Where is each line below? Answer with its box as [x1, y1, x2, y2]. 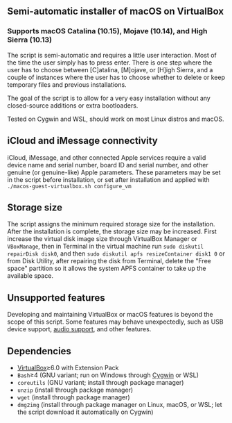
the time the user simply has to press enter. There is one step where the [7, 58, 213, 67]
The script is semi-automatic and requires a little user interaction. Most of [7, 51, 217, 59]
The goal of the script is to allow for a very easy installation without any [7, 94, 211, 102]
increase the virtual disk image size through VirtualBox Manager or [7, 235, 197, 243]
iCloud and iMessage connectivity [7, 135, 158, 147]
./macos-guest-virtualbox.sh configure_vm [7, 183, 132, 190]
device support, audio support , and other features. [7, 325, 152, 333]
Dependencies [7, 345, 71, 357]
